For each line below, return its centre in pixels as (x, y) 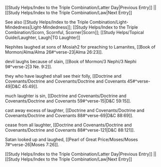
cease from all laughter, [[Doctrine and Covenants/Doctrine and (68, 125)
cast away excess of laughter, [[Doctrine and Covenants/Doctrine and (75, 110)
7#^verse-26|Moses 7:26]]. (32, 145)
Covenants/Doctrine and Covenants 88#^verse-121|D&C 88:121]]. (70, 130)
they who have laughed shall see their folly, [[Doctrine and (63, 76)
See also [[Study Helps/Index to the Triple (47, 22)
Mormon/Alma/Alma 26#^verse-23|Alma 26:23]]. (54, 52)
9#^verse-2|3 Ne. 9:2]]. (29, 67)
